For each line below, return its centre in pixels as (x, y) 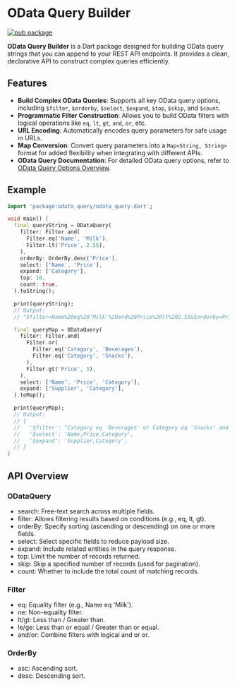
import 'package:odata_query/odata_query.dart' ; (80, 206)
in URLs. (30, 138)
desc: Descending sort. (51, 676)
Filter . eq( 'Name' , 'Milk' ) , (67, 239)
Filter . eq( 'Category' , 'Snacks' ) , (83, 356)
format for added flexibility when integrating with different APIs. (110, 152)
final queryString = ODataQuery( (63, 226)
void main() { (28, 219)
